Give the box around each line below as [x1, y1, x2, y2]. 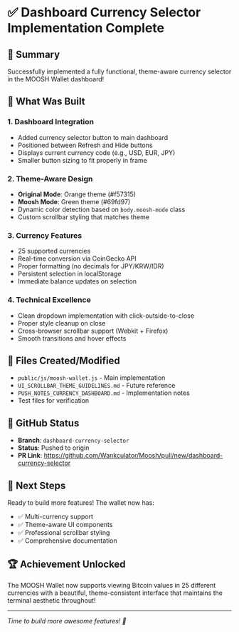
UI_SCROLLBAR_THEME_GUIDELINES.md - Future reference [17, 381, 176, 390]
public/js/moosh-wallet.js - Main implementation [17, 373, 166, 382]
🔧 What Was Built [7, 96, 85, 108]
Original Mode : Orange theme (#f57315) [17, 190, 137, 199]
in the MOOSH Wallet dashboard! [7, 75, 105, 83]
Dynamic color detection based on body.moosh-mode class [17, 205, 186, 214]
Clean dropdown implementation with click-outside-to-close [17, 311, 194, 320]
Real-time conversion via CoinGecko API [17, 254, 137, 263]
